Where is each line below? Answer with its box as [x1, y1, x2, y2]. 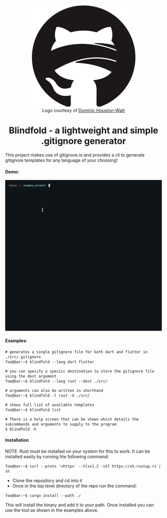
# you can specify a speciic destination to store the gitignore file [5, 368, 155, 374]
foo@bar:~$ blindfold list [5, 407, 61, 412]
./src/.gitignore [5, 354, 41, 359]
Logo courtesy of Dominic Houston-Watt [42, 108, 125, 113]
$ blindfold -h [5, 427, 37, 432]
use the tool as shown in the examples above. [5, 507, 98, 513]
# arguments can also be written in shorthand [5, 388, 103, 393]
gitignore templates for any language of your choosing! [5, 157, 118, 163]
